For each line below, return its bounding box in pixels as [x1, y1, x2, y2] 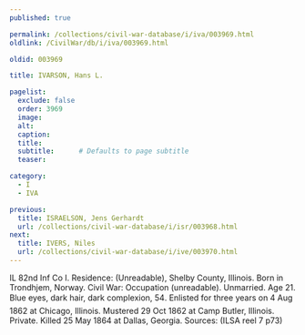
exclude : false [17, 96, 76, 106]
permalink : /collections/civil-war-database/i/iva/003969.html [9, 29, 255, 39]
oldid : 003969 [9, 55, 64, 64]
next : [9, 230, 30, 239]
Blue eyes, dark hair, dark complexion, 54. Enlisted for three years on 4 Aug [9, 292, 293, 303]
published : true [9, 13, 71, 23]
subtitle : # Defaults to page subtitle [17, 147, 189, 156]
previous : [9, 205, 47, 214]
